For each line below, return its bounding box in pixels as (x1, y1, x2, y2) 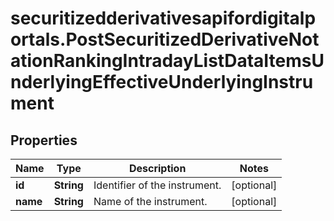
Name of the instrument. (93, 195, 208, 208)
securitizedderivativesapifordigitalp (10, 7, 317, 30)
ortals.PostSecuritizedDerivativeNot (10, 28, 320, 51)
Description (128, 162, 187, 175)
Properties (10, 132, 78, 149)
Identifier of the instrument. (93, 178, 222, 192)
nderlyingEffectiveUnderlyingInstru (10, 71, 314, 94)
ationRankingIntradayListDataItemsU (10, 50, 325, 72)
